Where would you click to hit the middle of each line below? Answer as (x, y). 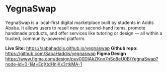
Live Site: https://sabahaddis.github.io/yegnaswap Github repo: (71, 48)
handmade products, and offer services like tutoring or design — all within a (84, 33)
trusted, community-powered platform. (45, 38)
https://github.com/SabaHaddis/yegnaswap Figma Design (66, 53)
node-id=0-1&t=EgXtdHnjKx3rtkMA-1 (44, 64)
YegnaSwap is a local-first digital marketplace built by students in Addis (80, 22)
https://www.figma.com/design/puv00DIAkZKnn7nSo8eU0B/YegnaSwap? (82, 58)
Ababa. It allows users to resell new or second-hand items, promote (75, 27)
